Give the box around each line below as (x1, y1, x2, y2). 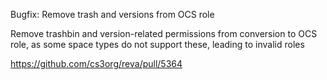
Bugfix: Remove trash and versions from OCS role (10, 9, 215, 20)
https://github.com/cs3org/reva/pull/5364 (10, 58, 183, 69)
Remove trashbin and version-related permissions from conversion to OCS (10, 28, 318, 39)
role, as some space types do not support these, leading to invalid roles (10, 39, 305, 50)
